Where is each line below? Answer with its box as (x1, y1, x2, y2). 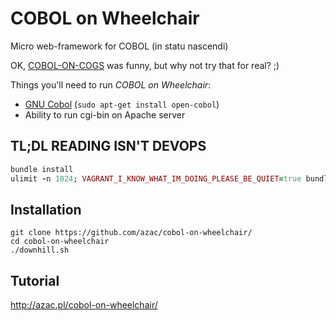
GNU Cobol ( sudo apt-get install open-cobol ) (24, 98, 220, 110)
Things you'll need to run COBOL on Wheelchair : (10, 78, 212, 91)
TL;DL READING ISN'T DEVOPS (10, 138, 207, 155)
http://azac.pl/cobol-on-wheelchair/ (10, 299, 158, 311)
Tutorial (10, 272, 60, 289)
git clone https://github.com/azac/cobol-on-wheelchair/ (10, 228, 253, 238)
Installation (10, 201, 82, 218)
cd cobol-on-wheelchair (10, 237, 110, 247)
